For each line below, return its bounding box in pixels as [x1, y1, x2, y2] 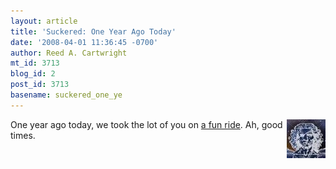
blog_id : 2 [10, 69, 56, 79]
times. [10, 129, 36, 141]
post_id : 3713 [10, 80, 70, 90]
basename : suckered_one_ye [10, 90, 123, 100]
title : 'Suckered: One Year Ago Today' [10, 26, 177, 37]
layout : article [10, 16, 78, 26]
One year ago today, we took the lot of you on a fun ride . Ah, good [10, 118, 283, 130]
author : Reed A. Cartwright [10, 48, 128, 58]
